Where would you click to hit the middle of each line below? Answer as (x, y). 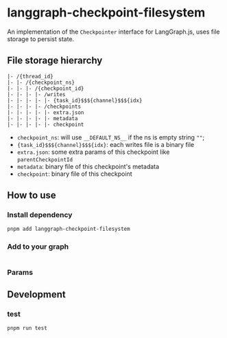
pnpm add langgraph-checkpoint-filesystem (69, 229)
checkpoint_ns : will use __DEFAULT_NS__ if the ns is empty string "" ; (110, 137)
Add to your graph (38, 247)
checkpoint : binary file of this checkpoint (74, 174)
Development (37, 294)
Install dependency (40, 215)
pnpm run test (27, 328)
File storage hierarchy (55, 61)
